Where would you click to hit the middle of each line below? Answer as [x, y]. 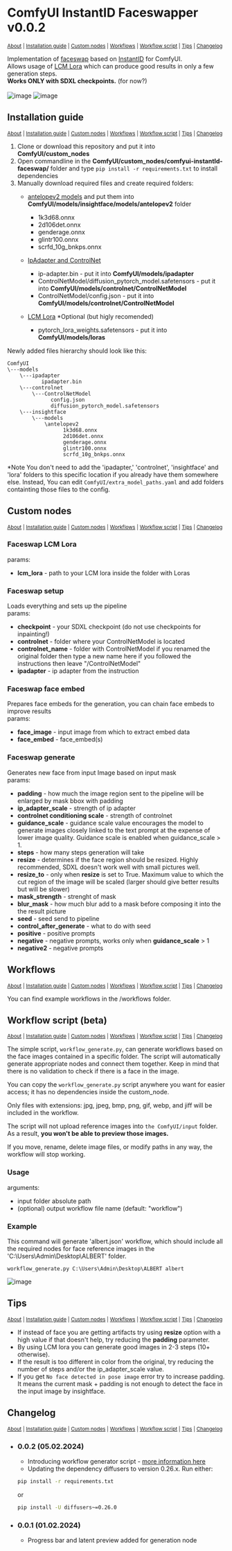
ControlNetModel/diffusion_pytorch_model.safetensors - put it [127, 281]
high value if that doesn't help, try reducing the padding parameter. [113, 1340]
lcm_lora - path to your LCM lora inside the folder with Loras [104, 572]
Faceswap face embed [46, 689]
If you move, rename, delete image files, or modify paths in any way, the [110, 1147]
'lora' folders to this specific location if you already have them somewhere [113, 474]
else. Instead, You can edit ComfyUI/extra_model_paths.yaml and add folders [115, 482]
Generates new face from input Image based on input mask [92, 772]
